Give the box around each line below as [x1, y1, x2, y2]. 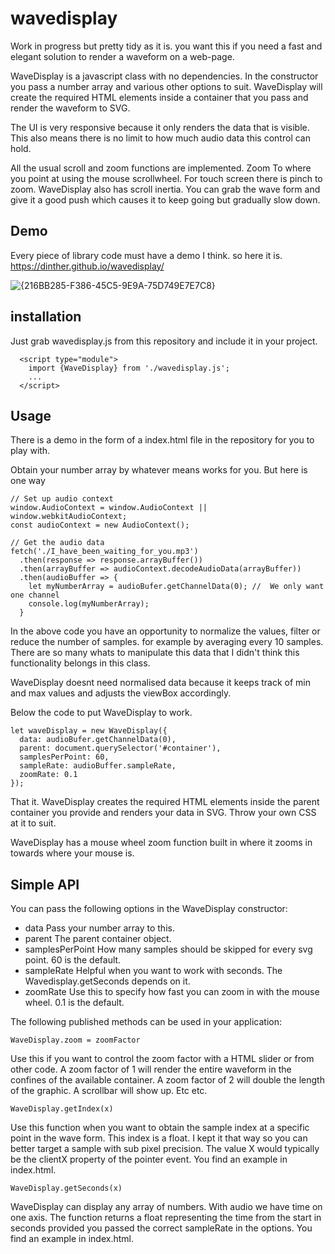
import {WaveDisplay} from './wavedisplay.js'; [28, 363, 230, 373]
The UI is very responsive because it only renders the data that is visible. [10, 121, 310, 133]
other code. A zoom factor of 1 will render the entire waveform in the [10, 1063, 292, 1076]
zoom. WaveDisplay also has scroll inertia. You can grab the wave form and [10, 183, 321, 195]
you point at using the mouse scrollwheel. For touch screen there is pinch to [10, 172, 323, 184]
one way [10, 475, 46, 487]
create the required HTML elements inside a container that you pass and [10, 91, 309, 103]
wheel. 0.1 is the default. [24, 997, 125, 1009]
